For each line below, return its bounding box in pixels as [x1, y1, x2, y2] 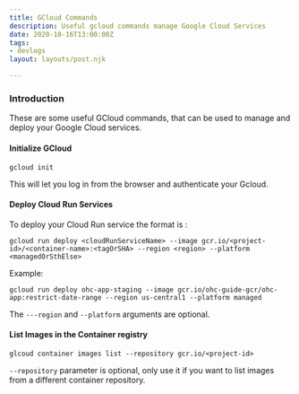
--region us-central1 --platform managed [105, 293, 262, 302]
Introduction [9, 92, 64, 104]
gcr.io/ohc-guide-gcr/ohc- [177, 285, 278, 294]
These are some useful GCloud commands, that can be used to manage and [9, 113, 291, 124]
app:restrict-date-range [9, 293, 102, 302]
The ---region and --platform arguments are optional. [9, 309, 210, 320]
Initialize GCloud [9, 143, 73, 153]
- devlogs [9, 47, 47, 56]
